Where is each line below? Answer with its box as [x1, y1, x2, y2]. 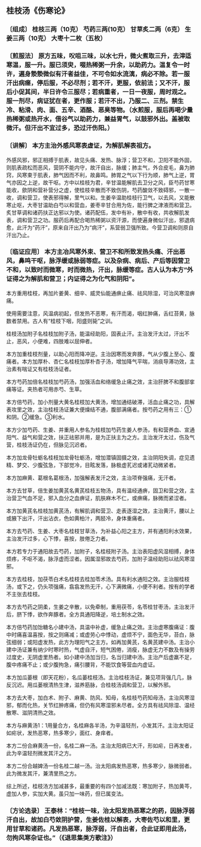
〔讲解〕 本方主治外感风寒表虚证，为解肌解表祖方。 [6, 142, 155, 150]
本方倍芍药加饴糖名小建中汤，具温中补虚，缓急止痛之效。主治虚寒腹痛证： [6, 623, 190, 630]
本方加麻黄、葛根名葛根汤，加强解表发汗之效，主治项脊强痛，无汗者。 [6, 474, 179, 481]
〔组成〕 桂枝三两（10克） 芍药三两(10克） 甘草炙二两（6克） [6, 25, 184, 34]
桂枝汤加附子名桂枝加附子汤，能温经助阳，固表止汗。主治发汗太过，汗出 [6, 330, 184, 337]
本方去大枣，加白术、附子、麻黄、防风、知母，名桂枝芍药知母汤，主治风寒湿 [6, 694, 195, 701]
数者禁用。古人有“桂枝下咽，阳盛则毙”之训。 [6, 317, 116, 324]
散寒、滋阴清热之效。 [6, 709, 59, 716]
